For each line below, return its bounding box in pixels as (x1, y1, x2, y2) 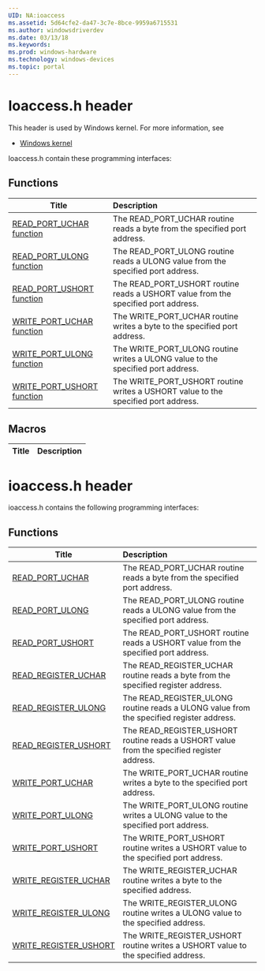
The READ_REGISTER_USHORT (122, 725, 238, 736)
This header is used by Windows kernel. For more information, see (8, 123, 225, 133)
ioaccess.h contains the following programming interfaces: (8, 502, 200, 513)
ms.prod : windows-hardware (8, 48, 97, 56)
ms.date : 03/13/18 (8, 33, 69, 42)
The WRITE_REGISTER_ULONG (122, 898, 237, 909)
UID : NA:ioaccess (8, 11, 65, 20)
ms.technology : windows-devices (8, 56, 114, 64)
